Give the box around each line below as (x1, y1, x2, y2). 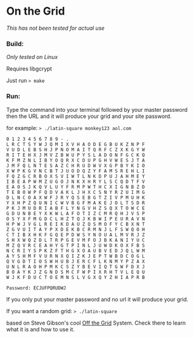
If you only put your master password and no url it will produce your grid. (6, 295, 189, 303)
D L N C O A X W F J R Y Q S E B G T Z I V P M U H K (6, 195, 145, 201)
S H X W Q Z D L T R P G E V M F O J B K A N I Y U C (6, 237, 145, 243)
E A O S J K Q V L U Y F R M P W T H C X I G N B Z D (6, 184, 145, 190)
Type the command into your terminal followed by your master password (6, 106, 188, 113)
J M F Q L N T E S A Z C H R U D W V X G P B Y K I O (6, 162, 145, 168)
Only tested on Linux (6, 53, 58, 61)
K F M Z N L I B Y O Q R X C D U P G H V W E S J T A (6, 157, 145, 164)
